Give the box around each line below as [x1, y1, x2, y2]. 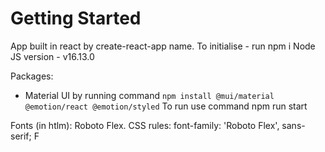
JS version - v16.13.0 [10, 50, 95, 62]
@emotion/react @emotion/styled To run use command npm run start [24, 100, 308, 112]
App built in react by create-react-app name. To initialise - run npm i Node [10, 40, 316, 52]
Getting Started [10, 7, 142, 30]
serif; [10, 130, 32, 142]
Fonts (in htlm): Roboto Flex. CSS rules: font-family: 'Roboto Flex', [10, 119, 280, 131]
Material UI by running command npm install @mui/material [24, 89, 275, 101]
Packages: [10, 70, 54, 82]
